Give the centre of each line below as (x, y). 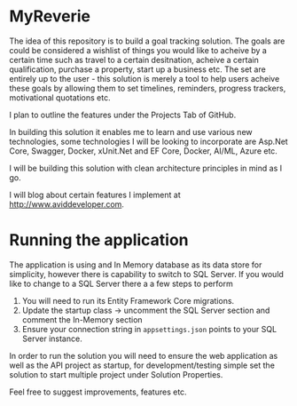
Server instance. (52, 338)
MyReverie (50, 16)
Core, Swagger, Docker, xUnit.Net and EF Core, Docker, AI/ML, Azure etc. (143, 151)
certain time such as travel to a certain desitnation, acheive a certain (134, 60)
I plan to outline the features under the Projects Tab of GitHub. (123, 115)
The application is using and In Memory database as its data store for (136, 265)
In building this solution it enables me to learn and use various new (131, 131)
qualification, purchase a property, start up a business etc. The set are (137, 69)
